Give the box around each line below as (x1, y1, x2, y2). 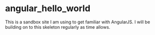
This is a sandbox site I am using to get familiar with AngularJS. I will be (5, 19, 151, 25)
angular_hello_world (5, 3, 90, 14)
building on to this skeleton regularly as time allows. (5, 24, 111, 30)
